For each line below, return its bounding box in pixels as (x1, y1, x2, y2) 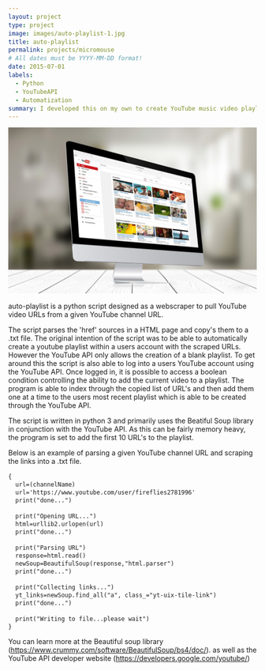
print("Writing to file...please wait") (15, 615, 150, 623)
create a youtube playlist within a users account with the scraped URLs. (8, 341, 241, 351)
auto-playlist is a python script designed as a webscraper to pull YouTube (8, 301, 247, 311)
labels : (8, 71, 34, 79)
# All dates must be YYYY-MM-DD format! (8, 55, 144, 62)
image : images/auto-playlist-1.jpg (8, 29, 125, 37)
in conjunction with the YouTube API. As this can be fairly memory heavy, (8, 424, 246, 434)
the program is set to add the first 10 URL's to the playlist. (8, 432, 195, 442)
